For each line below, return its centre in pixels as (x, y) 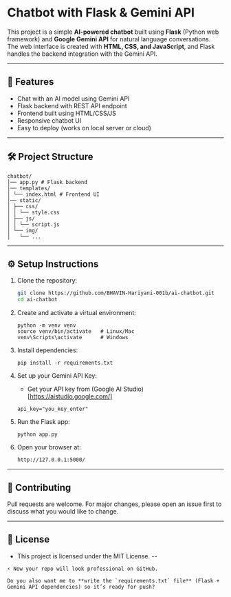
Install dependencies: (47, 350)
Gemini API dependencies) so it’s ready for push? (81, 587)
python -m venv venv (46, 325)
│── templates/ (29, 188)
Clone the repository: (47, 281)
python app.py (37, 435)
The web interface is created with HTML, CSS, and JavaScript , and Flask (111, 46)
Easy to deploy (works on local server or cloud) (84, 128)
